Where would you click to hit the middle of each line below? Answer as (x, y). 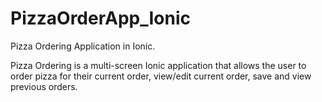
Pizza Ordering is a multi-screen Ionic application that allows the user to (158, 65)
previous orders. (44, 86)
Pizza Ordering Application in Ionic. (83, 46)
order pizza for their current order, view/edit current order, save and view (161, 76)
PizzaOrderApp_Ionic (100, 18)
